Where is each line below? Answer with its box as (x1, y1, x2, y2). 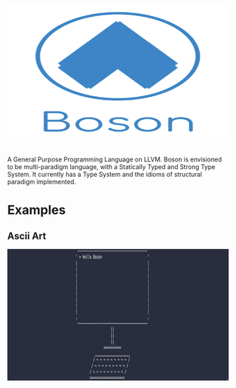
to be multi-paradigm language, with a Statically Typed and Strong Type (7, 163, 216, 171)
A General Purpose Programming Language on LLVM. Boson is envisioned (7, 155, 223, 163)
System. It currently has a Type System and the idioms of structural (7, 170, 202, 179)
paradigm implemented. (7, 178, 77, 186)
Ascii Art (7, 230, 47, 242)
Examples (7, 202, 66, 218)
